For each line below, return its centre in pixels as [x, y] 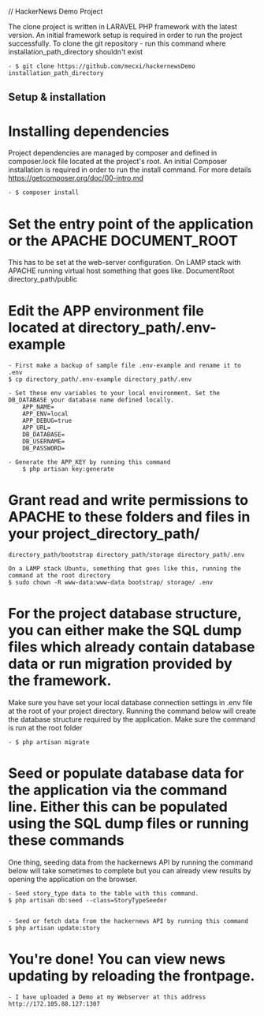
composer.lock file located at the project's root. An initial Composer [118, 162]
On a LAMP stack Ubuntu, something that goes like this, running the [125, 569]
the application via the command [118, 790]
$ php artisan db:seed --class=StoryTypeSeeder [88, 901]
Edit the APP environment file [106, 311]
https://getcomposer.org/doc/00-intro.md [76, 178]
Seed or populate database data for [126, 773]
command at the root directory [59, 576]
